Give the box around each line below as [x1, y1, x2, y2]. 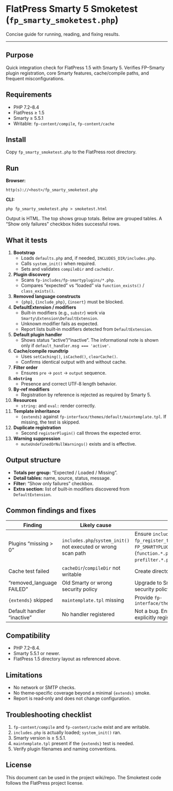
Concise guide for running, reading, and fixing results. [6, 31, 120, 37]
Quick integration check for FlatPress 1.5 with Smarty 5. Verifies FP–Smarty [6, 64, 165, 71]
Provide [134, 594, 153, 601]
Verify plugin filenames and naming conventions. [13, 746, 117, 752]
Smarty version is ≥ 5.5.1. [13, 735, 66, 741]
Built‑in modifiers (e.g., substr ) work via [21, 310, 105, 315]
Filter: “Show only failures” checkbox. [13, 480, 94, 486]
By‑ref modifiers [13, 386, 50, 392]
